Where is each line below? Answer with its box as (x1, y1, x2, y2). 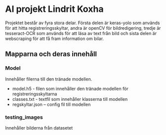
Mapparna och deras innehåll (5, 50, 97, 58)
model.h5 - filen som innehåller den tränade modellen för (12, 86, 128, 91)
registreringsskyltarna (12, 90, 57, 97)
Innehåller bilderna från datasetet (5, 125, 73, 131)
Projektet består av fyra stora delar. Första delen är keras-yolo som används (5, 20, 160, 26)
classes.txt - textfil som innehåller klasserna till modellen (12, 96, 128, 102)
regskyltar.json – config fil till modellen (12, 101, 91, 107)
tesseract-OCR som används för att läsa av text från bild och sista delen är (5, 30, 157, 36)
